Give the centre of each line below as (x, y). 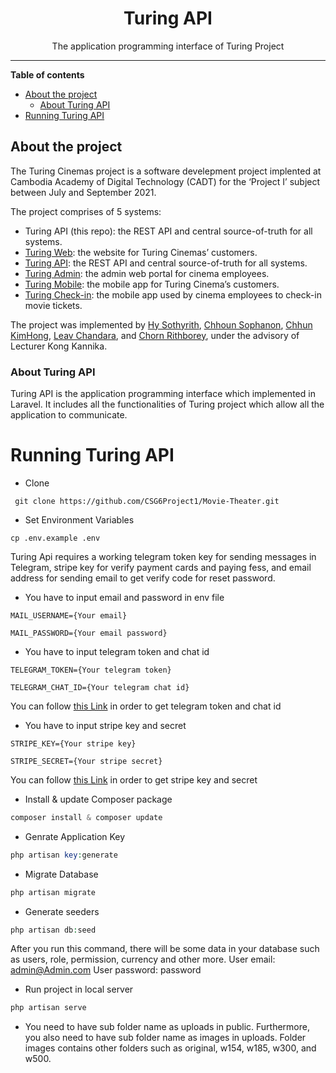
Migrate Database (61, 874)
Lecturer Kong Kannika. (59, 346)
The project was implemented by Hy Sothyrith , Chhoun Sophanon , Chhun (161, 324)
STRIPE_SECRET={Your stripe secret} (86, 761)
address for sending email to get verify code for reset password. (143, 578)
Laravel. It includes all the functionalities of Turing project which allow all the (167, 404)
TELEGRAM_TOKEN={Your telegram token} (91, 670)
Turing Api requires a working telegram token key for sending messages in (163, 556)
